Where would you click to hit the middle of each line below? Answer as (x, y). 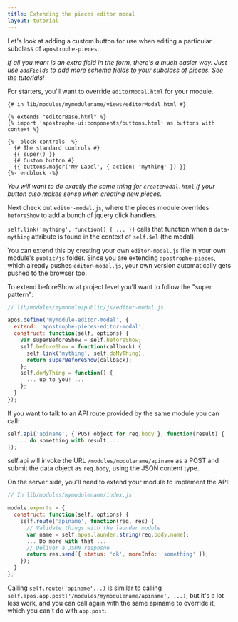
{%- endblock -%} (33, 173)
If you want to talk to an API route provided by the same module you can (113, 413)
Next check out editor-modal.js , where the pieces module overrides (108, 207)
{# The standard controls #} (57, 148)
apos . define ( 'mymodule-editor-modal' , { (68, 320)
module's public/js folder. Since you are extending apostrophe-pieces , (112, 258)
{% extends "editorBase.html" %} (57, 117)
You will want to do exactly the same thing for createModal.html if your (111, 186)
